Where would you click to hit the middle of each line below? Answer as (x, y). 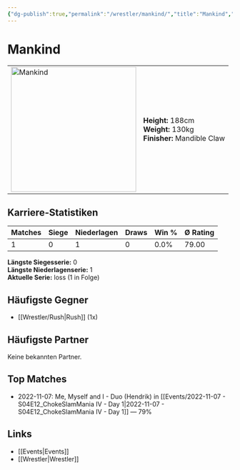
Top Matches (37, 379)
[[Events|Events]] (43, 451)
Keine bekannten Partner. (45, 357)
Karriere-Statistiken (53, 212)
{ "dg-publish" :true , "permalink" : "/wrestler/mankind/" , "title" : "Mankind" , (120, 14)
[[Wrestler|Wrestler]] (48, 459)
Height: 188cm (169, 120)
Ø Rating (200, 233)
